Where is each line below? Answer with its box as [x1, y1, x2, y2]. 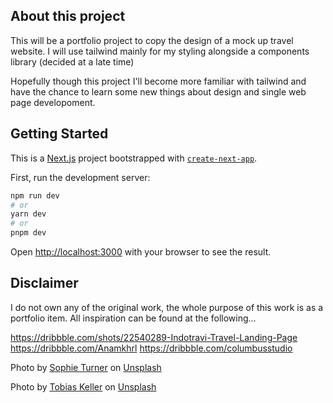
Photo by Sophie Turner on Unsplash [10, 361, 162, 373]
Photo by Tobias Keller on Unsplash [10, 380, 157, 393]
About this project [10, 8, 126, 25]
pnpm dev [10, 228, 47, 238]
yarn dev [10, 209, 47, 219]
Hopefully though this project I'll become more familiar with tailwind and [10, 75, 307, 87]
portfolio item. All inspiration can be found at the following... [10, 312, 257, 324]
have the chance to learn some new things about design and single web [10, 85, 307, 98]
